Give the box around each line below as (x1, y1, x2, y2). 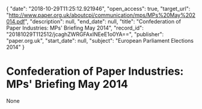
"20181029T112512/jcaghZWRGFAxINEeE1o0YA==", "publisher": (6, 31, 164, 38)
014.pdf (6, 18, 25, 25)
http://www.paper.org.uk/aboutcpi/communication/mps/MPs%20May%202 (8, 11, 196, 19)
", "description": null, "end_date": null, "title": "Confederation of (25, 18, 182, 25)
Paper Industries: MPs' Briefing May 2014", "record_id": (6, 24, 144, 31)
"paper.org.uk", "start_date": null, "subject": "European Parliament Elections (6, 37, 194, 44)
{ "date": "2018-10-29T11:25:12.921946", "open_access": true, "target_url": (6, 5, 191, 12)
